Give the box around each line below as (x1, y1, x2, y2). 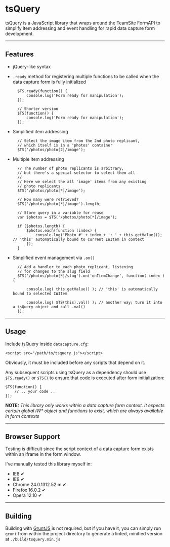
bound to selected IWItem (12, 291, 67, 296)
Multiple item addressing (12, 156, 64, 162)
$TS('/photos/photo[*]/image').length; (17, 201, 101, 206)
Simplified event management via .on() (12, 254, 95, 261)
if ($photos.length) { (17, 224, 65, 229)
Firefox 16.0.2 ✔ (12, 487, 46, 493)
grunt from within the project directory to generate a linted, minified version (5, 531, 163, 537)
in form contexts (5, 413, 39, 419)
